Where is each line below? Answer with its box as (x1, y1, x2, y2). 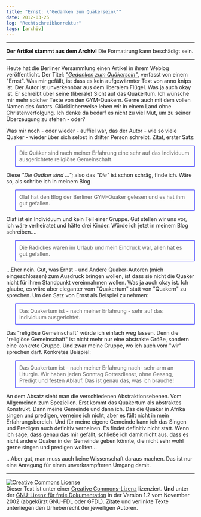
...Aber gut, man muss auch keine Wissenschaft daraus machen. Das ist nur (6, 455, 193, 462)
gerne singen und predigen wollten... (6, 444, 97, 451)
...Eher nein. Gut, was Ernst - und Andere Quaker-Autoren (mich (6, 266, 163, 273)
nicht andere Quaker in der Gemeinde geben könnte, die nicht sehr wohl (6, 437, 184, 445)
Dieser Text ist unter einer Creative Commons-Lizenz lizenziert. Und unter (6, 485, 189, 492)
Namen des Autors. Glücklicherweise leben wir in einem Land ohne (6, 103, 172, 110)
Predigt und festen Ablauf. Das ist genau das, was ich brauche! (19, 377, 175, 384)
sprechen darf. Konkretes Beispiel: (6, 349, 92, 356)
